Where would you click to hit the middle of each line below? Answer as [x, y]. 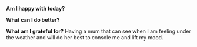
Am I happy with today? [36, 9]
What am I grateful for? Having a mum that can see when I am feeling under [98, 31]
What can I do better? [33, 20]
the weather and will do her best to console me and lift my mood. [85, 37]
